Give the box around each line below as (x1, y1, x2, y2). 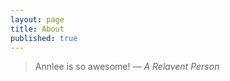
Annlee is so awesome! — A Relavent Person (34, 61, 220, 73)
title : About (10, 24, 65, 34)
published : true (10, 33, 78, 43)
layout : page (10, 14, 65, 25)
